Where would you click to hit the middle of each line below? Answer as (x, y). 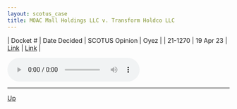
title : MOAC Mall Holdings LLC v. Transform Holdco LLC (91, 20)
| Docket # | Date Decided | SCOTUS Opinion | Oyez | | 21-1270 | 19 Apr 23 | (117, 40)
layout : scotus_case (38, 14)
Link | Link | (24, 48)
